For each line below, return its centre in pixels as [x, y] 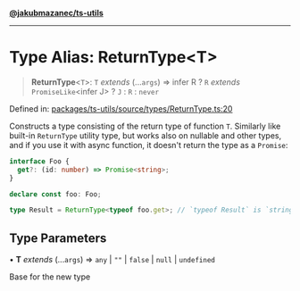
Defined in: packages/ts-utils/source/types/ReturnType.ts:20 [121, 108]
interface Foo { [39, 161]
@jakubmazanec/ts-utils [57, 13]
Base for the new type [50, 277]
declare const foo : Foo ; [55, 194]
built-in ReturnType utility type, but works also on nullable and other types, [146, 135]
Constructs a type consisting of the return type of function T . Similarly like [145, 126]
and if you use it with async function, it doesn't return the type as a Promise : [149, 145]
